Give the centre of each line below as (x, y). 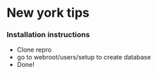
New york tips (48, 13)
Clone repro (34, 50)
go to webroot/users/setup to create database (84, 57)
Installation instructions (48, 35)
